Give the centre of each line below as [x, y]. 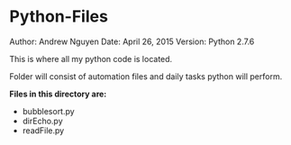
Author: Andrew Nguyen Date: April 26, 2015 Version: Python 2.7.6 [132, 41]
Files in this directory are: [58, 94]
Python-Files [59, 17]
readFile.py [43, 130]
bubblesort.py [48, 111]
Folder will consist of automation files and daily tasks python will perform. [146, 76]
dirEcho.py [42, 121]
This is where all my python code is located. [91, 59]
